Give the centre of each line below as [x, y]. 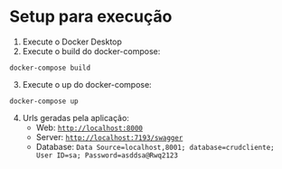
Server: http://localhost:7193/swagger [109, 136]
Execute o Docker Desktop [72, 42]
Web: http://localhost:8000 [89, 127]
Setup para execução [91, 17]
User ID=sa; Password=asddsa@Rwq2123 [107, 155]
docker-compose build [50, 68]
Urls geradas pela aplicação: [75, 117]
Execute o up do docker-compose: [87, 84]
